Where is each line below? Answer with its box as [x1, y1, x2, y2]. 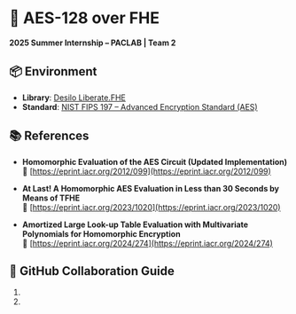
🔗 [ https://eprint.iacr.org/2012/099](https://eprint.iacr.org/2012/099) [21, 166, 272, 177]
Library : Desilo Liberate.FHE [21, 92, 126, 103]
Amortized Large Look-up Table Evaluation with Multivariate [21, 219, 249, 230]
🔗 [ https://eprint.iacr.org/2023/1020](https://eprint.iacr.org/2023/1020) [21, 201, 281, 212]
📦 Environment [9, 64, 97, 79]
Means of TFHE [21, 192, 81, 203]
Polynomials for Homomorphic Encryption [21, 228, 181, 239]
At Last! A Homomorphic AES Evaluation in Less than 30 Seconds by [21, 183, 280, 193]
